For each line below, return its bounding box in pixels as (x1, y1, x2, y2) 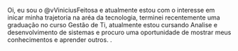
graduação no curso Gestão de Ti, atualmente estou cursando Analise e (7, 21, 218, 29)
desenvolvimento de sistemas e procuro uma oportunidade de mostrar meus (7, 28, 232, 36)
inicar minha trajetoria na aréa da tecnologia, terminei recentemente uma (7, 13, 220, 22)
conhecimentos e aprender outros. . (7, 36, 112, 44)
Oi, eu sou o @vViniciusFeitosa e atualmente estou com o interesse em (7, 6, 215, 14)
